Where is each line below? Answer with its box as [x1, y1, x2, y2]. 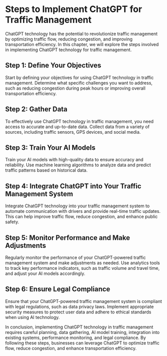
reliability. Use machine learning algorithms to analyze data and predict [5, 162, 151, 168]
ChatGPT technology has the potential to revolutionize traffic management [5, 31, 158, 37]
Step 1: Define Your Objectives [5, 61, 101, 70]
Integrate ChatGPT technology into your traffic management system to [5, 203, 150, 209]
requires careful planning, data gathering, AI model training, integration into [5, 329, 160, 335]
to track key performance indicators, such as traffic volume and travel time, [5, 265, 160, 271]
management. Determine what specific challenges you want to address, [5, 80, 153, 86]
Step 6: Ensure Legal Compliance [5, 285, 111, 293]
